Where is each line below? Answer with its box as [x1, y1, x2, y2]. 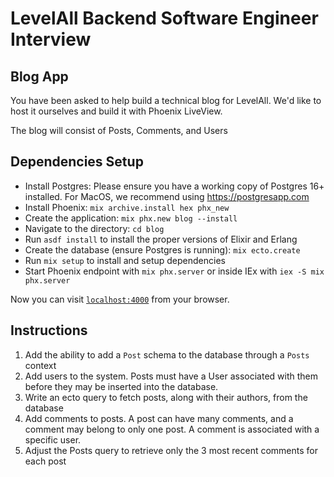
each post [24, 455, 67, 467]
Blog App [10, 68, 69, 85]
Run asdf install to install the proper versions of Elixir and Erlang [24, 233, 298, 245]
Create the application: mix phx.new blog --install [24, 212, 238, 224]
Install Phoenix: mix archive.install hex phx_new [24, 201, 230, 213]
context [24, 359, 57, 371]
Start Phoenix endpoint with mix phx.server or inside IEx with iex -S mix [24, 265, 325, 277]
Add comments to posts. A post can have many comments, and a [24, 412, 294, 424]
